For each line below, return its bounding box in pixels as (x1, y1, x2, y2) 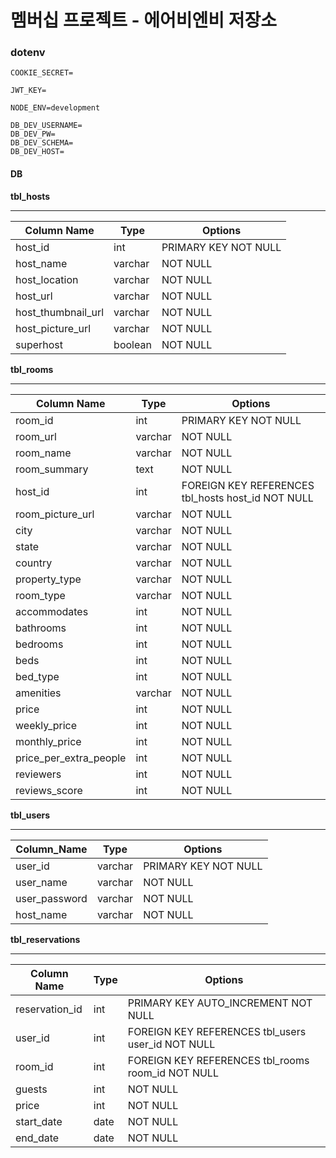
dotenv (10, 46, 46, 60)
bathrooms (15, 621, 67, 635)
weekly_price (15, 718, 78, 732)
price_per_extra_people (15, 751, 127, 765)
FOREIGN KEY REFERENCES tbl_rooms (127, 1053, 310, 1067)
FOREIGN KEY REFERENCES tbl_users (127, 1024, 307, 1038)
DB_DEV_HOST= (10, 147, 65, 157)
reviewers (15, 767, 62, 781)
